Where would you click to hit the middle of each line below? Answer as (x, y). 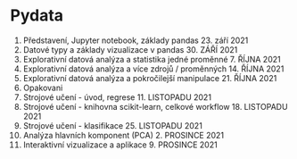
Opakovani (43, 88)
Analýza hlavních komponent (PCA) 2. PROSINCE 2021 (124, 135)
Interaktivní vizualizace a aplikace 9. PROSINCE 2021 (120, 145)
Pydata (37, 16)
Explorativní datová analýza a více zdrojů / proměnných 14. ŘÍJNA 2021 (153, 69)
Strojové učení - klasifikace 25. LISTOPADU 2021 (113, 125)
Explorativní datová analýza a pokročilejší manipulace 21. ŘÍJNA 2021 (150, 78)
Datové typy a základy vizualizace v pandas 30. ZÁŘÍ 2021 (130, 49)
